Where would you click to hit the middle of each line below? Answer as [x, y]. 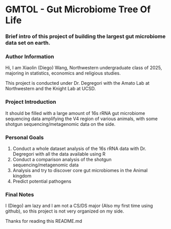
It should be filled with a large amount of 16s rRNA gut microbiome [75, 113]
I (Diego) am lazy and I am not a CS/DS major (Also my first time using [79, 206]
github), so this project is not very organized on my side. [65, 211]
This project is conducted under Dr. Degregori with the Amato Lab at [78, 83]
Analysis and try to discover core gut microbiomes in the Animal [80, 170]
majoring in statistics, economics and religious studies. [63, 73]
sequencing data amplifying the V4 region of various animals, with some [81, 119]
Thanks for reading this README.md [44, 221]
